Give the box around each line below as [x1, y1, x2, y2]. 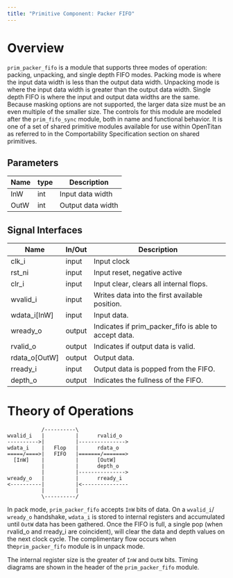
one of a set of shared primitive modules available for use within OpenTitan [7, 122, 222, 131]
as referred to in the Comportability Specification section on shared [7, 129, 200, 138]
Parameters [7, 157, 59, 169]
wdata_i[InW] [10, 311, 54, 320]
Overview [7, 40, 64, 56]
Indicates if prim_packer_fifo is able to [93, 322, 218, 331]
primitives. [7, 137, 37, 145]
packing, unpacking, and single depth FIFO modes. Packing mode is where [7, 70, 221, 79]
